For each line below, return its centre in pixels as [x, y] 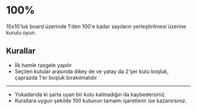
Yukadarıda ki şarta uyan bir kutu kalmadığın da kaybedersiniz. [90, 94]
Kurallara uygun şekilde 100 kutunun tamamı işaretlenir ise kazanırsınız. [101, 101]
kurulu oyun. [21, 32]
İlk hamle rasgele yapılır [43, 65]
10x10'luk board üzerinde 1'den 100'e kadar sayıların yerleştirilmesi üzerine [96, 26]
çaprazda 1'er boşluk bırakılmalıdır [56, 77]
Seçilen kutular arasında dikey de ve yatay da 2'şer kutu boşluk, [91, 71]
